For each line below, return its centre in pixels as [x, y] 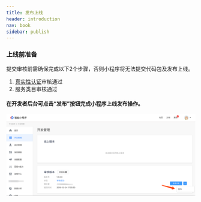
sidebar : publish [28, 32]
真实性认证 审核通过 [39, 82]
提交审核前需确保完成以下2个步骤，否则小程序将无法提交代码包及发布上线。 [100, 68]
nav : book [19, 25]
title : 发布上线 [25, 13]
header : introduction [33, 19]
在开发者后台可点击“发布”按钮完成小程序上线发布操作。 [75, 104]
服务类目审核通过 [36, 89]
